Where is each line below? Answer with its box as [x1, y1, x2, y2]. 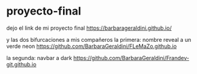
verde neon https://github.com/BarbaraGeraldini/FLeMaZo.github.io [6, 42, 177, 50]
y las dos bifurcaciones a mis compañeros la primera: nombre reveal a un [6, 36, 191, 43]
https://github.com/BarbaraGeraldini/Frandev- [73, 54, 190, 61]
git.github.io [6, 61, 37, 68]
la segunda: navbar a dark [6, 54, 72, 61]
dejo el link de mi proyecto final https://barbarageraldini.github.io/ [6, 24, 172, 32]
